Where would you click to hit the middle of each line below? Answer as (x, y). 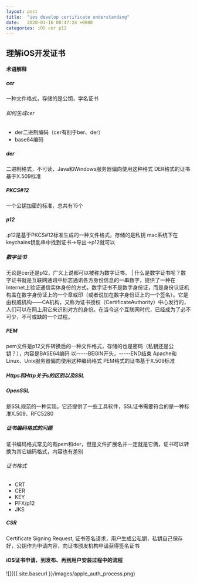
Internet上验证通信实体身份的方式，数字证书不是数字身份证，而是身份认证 (95, 288)
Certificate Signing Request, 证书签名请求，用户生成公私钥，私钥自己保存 (95, 538)
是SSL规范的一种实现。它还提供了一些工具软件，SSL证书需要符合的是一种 (95, 406)
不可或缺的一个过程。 (47, 317)
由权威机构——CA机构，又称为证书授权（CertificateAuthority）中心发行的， (98, 302)
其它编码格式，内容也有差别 (50, 451)
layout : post (22, 11)
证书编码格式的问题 (29, 428)
